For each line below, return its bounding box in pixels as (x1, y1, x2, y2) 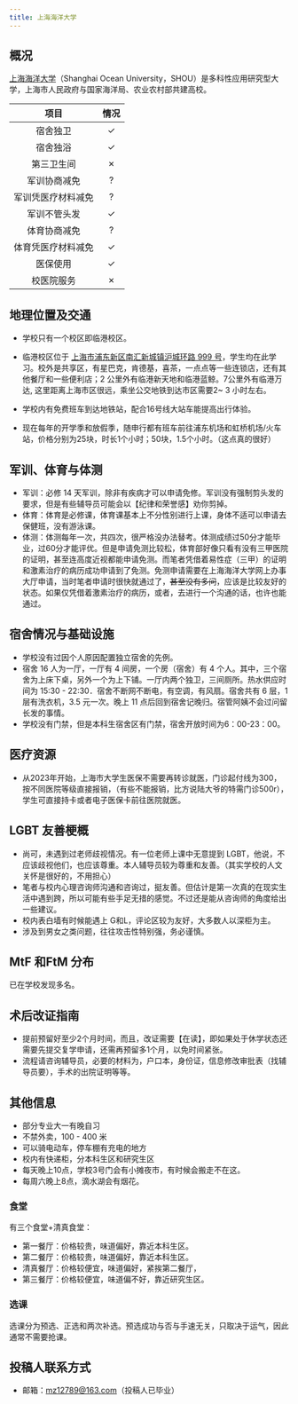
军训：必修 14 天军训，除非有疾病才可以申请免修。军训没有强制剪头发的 (21, 487, 284, 498)
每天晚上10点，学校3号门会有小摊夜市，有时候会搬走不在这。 (21, 1164, 246, 1175)
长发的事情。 (21, 707, 69, 718)
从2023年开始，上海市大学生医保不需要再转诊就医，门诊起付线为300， (21, 772, 282, 783)
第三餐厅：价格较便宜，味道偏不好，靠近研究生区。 (21, 1274, 209, 1285)
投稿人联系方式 (9, 1360, 91, 1375)
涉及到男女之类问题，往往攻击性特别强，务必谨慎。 (21, 926, 209, 936)
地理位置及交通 (9, 307, 91, 322)
